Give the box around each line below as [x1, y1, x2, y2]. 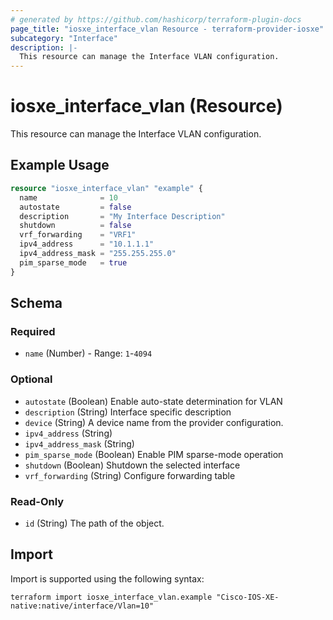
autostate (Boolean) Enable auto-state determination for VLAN [24, 395, 283, 407]
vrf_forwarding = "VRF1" [19, 230, 137, 240]
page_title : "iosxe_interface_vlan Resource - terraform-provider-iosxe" [10, 24, 325, 34]
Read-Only [10, 494, 65, 508]
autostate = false [19, 202, 132, 212]
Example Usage [10, 157, 110, 174]
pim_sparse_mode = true [19, 257, 128, 268]
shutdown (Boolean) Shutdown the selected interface [24, 459, 241, 471]
